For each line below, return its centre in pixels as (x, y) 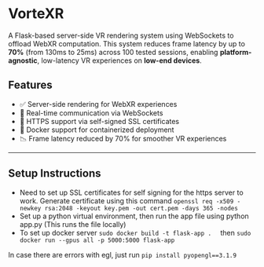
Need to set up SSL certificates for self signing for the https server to (131, 192)
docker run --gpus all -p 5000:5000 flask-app (97, 240)
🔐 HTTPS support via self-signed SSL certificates (99, 121)
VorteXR (36, 14)
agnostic (23, 60)
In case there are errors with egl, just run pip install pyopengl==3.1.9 (123, 254)
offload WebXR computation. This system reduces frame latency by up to (127, 43)
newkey (30, 208)
